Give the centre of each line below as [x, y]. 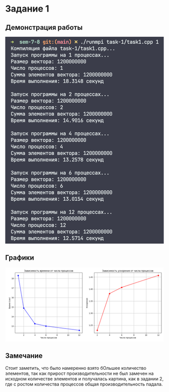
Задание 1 [27, 9]
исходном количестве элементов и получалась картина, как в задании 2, [84, 378]
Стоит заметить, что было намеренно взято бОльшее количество [76, 368]
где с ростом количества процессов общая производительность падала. [84, 384]
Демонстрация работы [44, 27]
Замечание [24, 356]
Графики [20, 258]
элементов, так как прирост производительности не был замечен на [79, 373]
